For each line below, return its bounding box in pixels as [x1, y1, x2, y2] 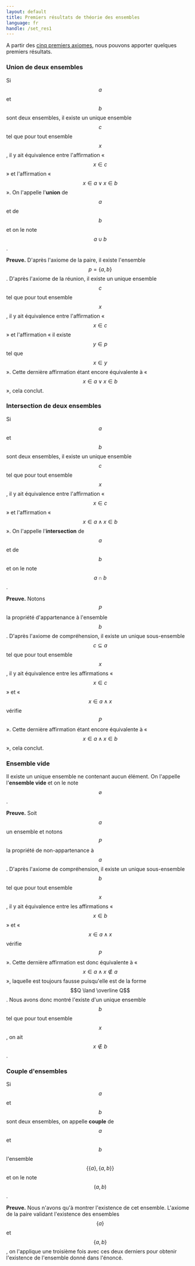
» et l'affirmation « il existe [6, 331, 72, 338]
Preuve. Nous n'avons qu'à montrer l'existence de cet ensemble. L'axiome [6, 1204, 190, 1212]
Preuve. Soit [6, 810, 37, 817]
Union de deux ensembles [6, 63, 83, 72]
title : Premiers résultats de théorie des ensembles [6, 14, 140, 20]
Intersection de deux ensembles [6, 401, 102, 410]
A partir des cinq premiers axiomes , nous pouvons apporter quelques [6, 42, 177, 49]
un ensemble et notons [6, 828, 63, 835]
